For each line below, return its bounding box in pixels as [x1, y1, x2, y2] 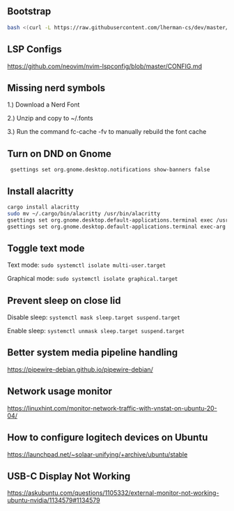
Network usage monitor [7, 386, 113, 397]
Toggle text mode [7, 242, 85, 254]
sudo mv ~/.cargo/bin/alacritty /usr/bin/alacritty [7, 210, 160, 217]
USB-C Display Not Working [7, 470, 131, 482]
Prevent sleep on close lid [7, 294, 121, 306]
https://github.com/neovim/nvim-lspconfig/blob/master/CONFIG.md [7, 62, 203, 70]
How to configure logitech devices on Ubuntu [7, 432, 208, 443]
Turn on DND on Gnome [7, 148, 111, 160]
